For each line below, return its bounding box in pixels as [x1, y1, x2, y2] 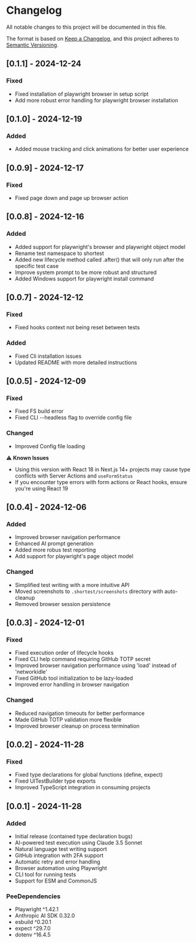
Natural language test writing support [14, 845, 108, 853]
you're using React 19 [14, 485, 69, 492]
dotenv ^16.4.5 [14, 931, 51, 938]
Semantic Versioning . [6, 41, 59, 48]
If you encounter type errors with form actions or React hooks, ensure [14, 478, 187, 485]
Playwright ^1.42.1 [14, 906, 59, 913]
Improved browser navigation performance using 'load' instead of [14, 662, 177, 669]
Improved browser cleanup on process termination [14, 722, 140, 729]
